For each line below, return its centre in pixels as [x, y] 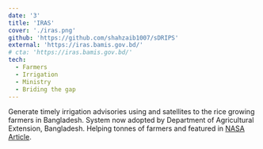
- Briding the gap [46, 89]
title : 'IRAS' [32, 23]
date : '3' [25, 15]
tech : [17, 60]
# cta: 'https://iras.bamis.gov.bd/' [71, 52]
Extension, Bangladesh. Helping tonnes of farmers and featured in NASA [127, 128]
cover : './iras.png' [42, 30]
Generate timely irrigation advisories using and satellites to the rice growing [131, 112]
